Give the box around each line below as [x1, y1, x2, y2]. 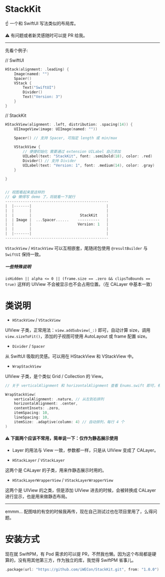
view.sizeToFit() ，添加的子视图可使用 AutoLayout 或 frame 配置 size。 [5, 333, 150, 339]
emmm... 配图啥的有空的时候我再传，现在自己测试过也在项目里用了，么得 [5, 509, 153, 514]
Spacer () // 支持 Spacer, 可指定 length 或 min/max [14, 136, 117, 141]
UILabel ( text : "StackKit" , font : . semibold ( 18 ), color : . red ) [23, 154, 153, 159]
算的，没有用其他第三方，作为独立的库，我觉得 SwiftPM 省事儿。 [5, 557, 137, 563]
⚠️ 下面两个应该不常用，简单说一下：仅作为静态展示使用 [5, 435, 118, 441]
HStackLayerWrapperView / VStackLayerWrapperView [12, 477, 113, 483]
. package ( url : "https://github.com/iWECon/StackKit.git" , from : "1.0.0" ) [5, 567, 160, 572]
